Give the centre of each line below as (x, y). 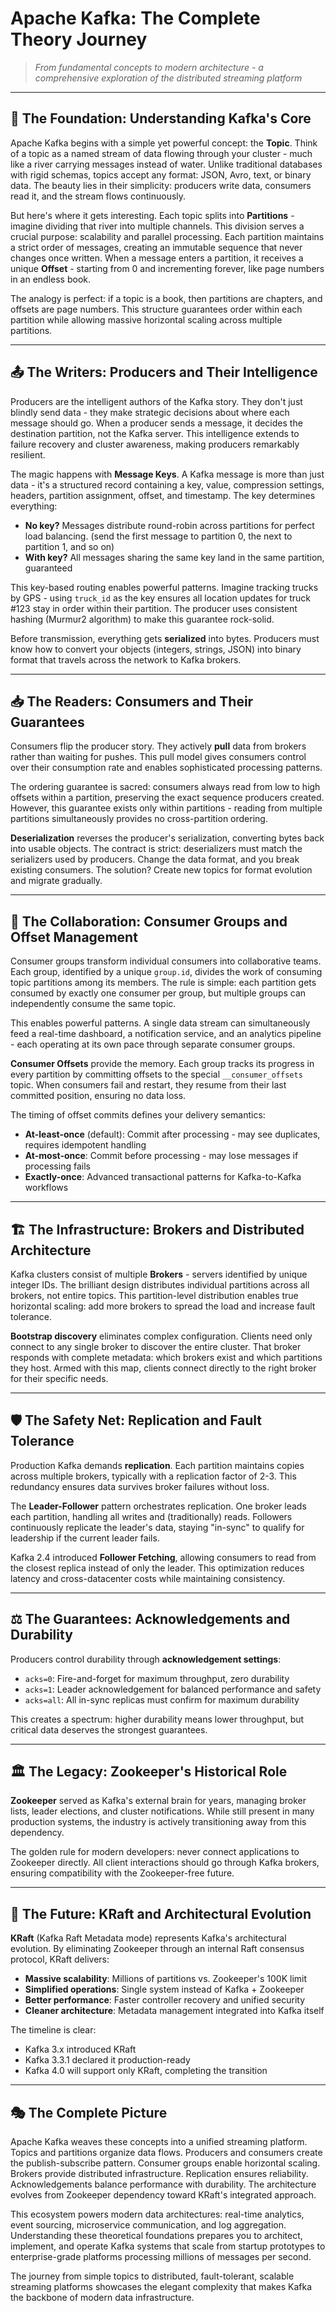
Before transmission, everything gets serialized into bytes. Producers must (165, 638)
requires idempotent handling (85, 1145)
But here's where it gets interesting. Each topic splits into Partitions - (152, 215)
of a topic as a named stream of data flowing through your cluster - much (161, 153)
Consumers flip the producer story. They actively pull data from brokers (158, 746)
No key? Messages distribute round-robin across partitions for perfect (169, 525)
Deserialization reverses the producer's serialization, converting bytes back (167, 838)
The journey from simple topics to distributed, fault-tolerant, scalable (152, 2276)
